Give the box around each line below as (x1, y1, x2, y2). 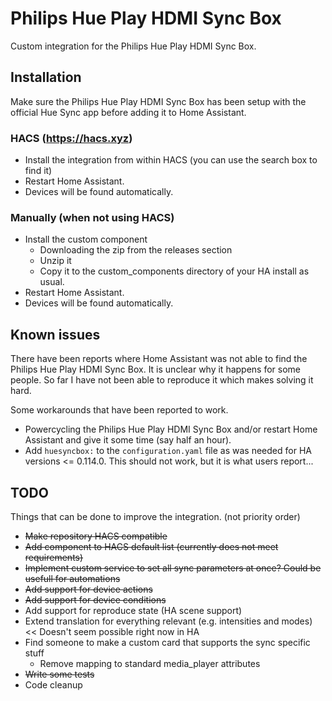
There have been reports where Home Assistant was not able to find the (10, 353, 308, 365)
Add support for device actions (24, 583, 153, 595)
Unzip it (39, 255, 72, 267)
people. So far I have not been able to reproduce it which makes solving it (10, 374, 314, 386)
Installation (10, 69, 82, 86)
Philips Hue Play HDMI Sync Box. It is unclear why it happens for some (10, 363, 302, 376)
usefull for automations (24, 572, 121, 584)
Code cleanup (24, 678, 83, 691)
